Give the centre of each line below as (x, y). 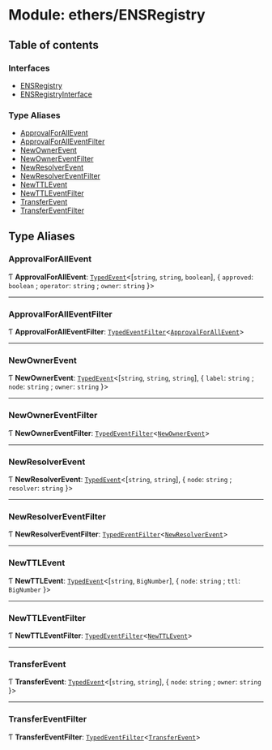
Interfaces (29, 68)
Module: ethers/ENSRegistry (107, 15)
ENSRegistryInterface (56, 94)
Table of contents (53, 45)
